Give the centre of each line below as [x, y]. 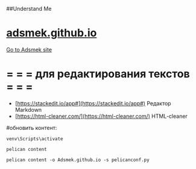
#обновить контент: [32, 128]
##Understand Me [29, 9]
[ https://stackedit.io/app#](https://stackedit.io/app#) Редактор [93, 103]
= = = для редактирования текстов [98, 74]
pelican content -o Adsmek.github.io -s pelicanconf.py [78, 160]
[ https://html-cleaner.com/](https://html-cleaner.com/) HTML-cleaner [101, 116]
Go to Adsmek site [29, 49]
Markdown [28, 109]
